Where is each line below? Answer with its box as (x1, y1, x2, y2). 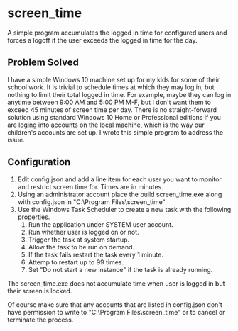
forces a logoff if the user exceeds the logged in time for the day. (7, 35, 198, 44)
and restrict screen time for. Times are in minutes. (17, 182, 163, 191)
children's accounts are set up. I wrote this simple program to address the (7, 128, 224, 136)
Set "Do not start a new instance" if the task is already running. (28, 265, 213, 274)
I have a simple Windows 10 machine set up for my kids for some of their (7, 75, 220, 84)
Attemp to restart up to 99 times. (28, 257, 124, 267)
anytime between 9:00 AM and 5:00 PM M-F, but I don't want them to (7, 98, 212, 106)
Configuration (7, 156, 71, 168)
